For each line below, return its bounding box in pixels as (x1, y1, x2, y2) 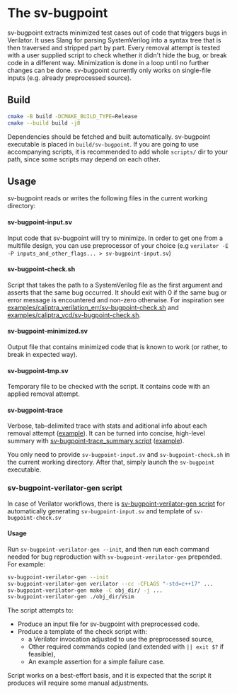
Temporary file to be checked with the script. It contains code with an (7, 382, 210, 391)
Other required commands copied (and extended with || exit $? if (28, 642, 224, 651)
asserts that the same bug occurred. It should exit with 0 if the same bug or (7, 288, 227, 297)
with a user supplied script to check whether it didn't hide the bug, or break (7, 51, 228, 59)
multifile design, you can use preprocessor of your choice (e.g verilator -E (7, 241, 229, 249)
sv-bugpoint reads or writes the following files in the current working (7, 194, 208, 203)
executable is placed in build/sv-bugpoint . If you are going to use (7, 140, 200, 148)
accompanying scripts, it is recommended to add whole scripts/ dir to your (7, 147, 229, 156)
